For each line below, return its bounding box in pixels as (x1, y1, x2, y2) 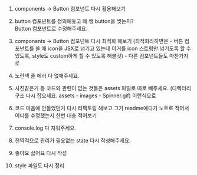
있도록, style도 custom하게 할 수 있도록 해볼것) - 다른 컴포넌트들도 (14, 52, 168, 59)
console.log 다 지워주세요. (14, 124, 77, 131)
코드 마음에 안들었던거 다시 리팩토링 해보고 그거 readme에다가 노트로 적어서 (14, 105, 189, 111)
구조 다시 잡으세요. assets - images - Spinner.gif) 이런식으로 (14, 92, 156, 99)
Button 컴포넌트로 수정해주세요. (14, 25, 88, 32)
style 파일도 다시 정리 (14, 162, 65, 169)
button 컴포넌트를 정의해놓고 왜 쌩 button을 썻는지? (14, 18, 134, 25)
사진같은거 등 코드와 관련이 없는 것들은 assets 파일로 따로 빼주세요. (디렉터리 (14, 85, 192, 91)
